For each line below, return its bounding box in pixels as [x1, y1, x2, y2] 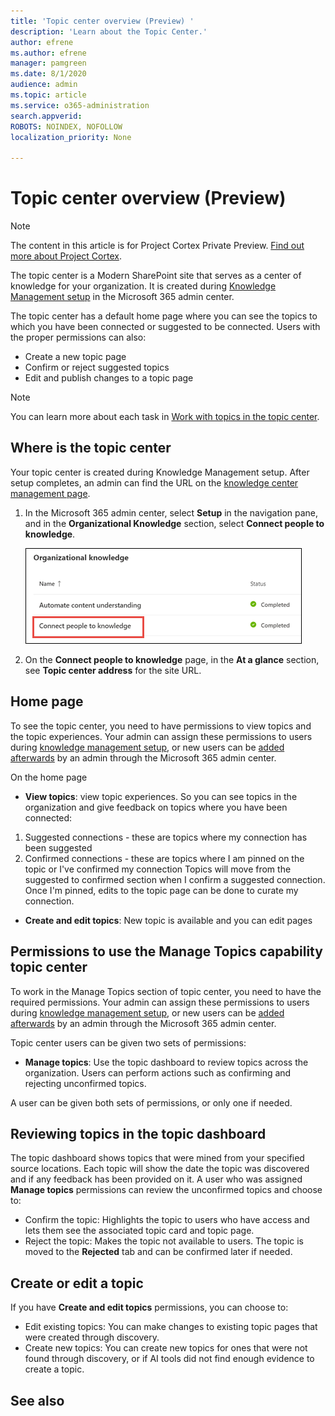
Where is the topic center [10, 440, 172, 457]
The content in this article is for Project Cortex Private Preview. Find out [10, 240, 305, 252]
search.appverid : [10, 111, 83, 121]
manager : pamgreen [10, 58, 87, 69]
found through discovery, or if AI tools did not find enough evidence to [24, 1353, 315, 1365]
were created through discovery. [24, 1331, 160, 1344]
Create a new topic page [24, 351, 127, 363]
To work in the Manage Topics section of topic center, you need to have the [10, 985, 322, 997]
